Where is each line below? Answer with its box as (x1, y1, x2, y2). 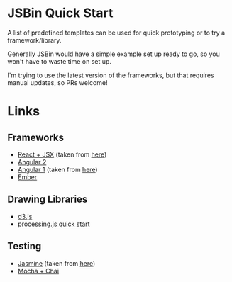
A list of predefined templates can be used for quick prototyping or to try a (7, 28, 226, 37)
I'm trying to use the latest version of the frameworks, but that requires (7, 71, 214, 79)
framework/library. (7, 35, 62, 44)
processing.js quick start (17, 220, 90, 228)
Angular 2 (17, 157, 47, 166)
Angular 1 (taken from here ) (17, 165, 98, 174)
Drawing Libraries (7, 193, 88, 205)
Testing (7, 240, 42, 252)
